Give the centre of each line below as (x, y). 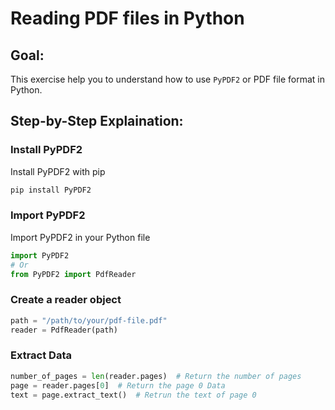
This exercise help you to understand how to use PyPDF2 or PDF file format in (167, 79)
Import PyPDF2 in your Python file (80, 237)
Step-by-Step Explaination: (97, 121)
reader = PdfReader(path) (64, 330)
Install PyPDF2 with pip (58, 171)
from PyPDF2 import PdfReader (73, 274)
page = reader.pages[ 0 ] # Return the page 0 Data (118, 385)
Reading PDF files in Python (127, 18)
